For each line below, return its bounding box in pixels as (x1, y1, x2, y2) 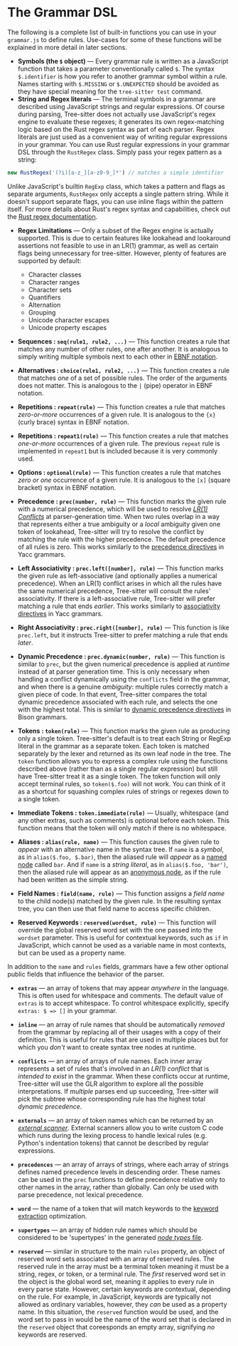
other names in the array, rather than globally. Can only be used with (17, 1183, 219, 1191)
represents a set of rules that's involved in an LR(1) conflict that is (17, 1064, 210, 1073)
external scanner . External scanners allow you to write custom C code (17, 1124, 224, 1132)
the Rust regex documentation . (7, 212, 98, 221)
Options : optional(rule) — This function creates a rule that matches (17, 468, 222, 476)
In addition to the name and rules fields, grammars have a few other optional (7, 962, 229, 970)
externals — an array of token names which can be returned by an (17, 1116, 214, 1124)
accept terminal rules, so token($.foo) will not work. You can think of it (17, 779, 226, 788)
